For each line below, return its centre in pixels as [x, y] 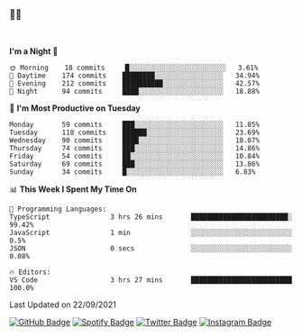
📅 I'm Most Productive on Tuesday [75, 108]
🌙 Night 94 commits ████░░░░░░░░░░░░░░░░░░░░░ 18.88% [134, 92]
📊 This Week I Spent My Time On [73, 189]
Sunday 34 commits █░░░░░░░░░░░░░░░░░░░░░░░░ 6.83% [133, 172]
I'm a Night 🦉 [34, 51]
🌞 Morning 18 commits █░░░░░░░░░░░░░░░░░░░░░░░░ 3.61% [134, 68]
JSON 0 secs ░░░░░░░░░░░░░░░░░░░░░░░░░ [151, 249]
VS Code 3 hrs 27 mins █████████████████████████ [151, 280]
